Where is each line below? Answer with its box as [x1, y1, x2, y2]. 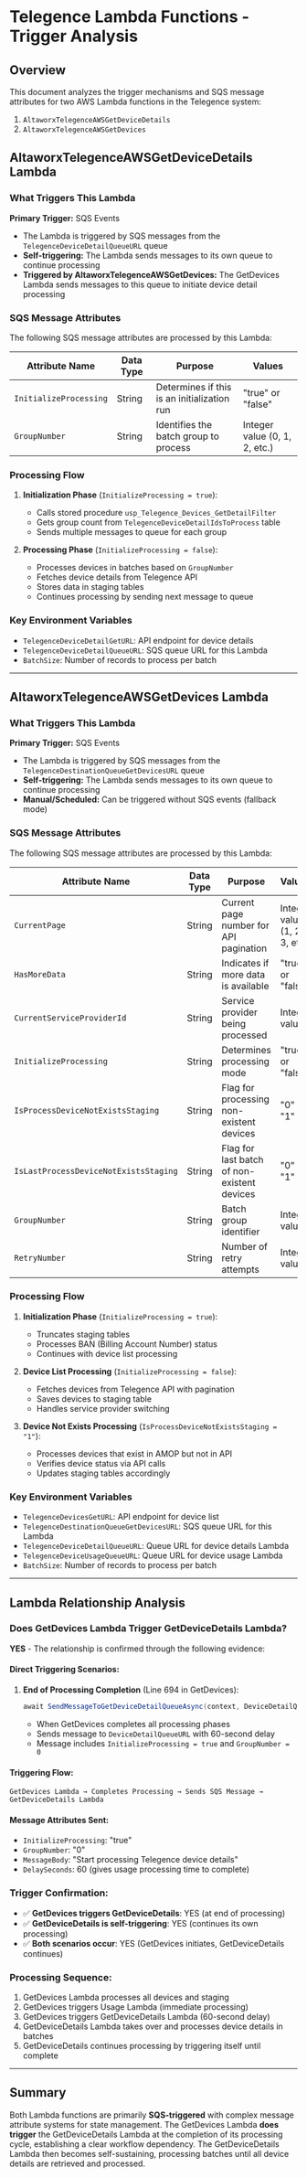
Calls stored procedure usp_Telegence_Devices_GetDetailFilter [36, 507, 277, 518]
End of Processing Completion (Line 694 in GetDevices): [22, 1684, 239, 1695]
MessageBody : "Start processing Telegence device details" [22, 1854, 239, 1865]
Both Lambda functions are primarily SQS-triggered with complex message [9, 2109, 295, 2120]
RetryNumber [14, 1253, 67, 1263]
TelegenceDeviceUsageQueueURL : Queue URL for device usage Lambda [22, 1550, 283, 1561]
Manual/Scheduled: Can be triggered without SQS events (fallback [22, 794, 277, 806]
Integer [242, 418, 274, 431]
